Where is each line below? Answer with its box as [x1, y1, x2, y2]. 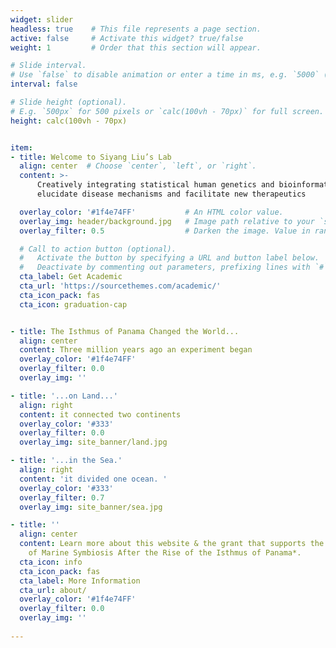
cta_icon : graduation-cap [19, 299, 128, 310]
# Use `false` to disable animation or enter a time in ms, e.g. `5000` [10, 70, 320, 80]
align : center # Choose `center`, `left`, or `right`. [19, 161, 257, 171]
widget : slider [10, 14, 74, 25]
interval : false [10, 79, 78, 90]
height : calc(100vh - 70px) [10, 116, 128, 126]
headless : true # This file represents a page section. [10, 24, 262, 34]
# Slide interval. [10, 61, 87, 71]
